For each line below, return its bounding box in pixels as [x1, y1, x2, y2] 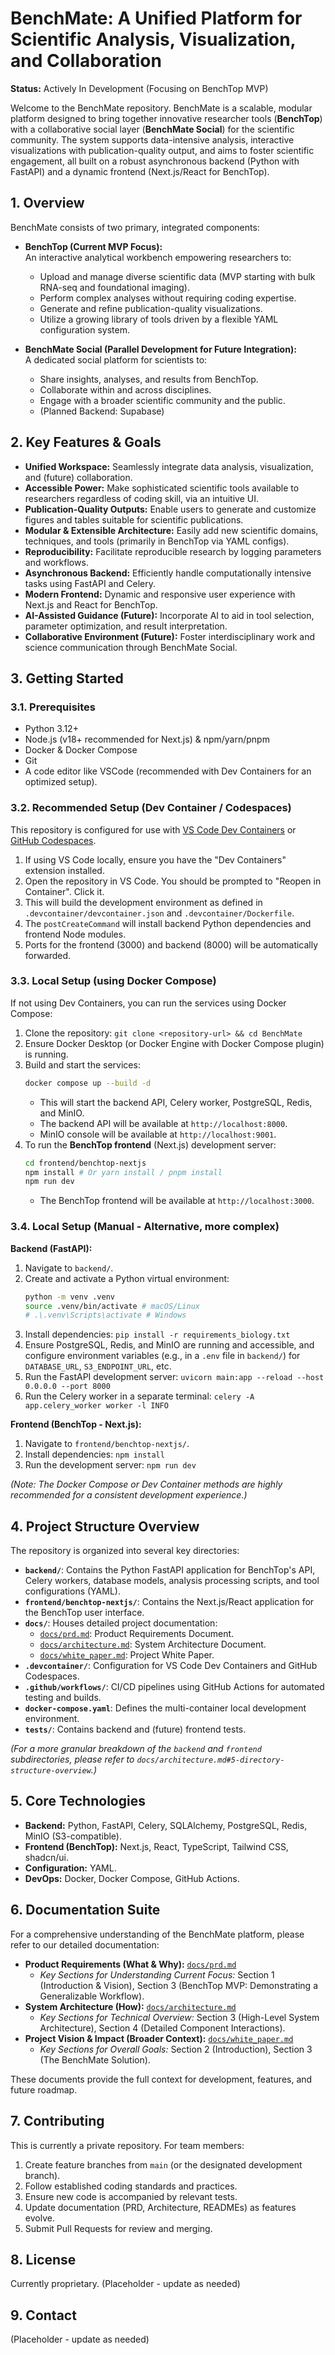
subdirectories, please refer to [10, 1753, 135, 1766]
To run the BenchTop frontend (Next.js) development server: [24, 1138, 277, 1151]
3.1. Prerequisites [10, 700, 96, 714]
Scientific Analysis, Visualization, [10, 28, 297, 51]
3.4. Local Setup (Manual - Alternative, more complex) [10, 1220, 280, 1234]
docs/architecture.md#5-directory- [136, 1755, 285, 1766]
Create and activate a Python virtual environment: [24, 1272, 230, 1284]
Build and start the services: [24, 1058, 141, 1071]
